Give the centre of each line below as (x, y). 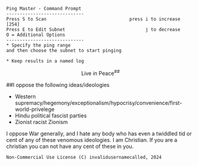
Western (25, 96)
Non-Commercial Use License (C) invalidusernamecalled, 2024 (84, 157)
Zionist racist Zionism (41, 122)
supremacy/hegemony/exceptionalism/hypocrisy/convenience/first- (98, 102)
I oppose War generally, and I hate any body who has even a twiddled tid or (99, 133)
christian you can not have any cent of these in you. (70, 146)
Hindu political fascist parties (51, 115)
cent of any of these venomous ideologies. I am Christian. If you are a (92, 140)
